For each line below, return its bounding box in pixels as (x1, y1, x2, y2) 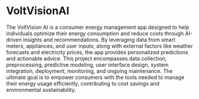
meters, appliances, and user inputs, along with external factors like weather (6, 42, 193, 49)
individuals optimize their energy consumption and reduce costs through (6, 29, 184, 37)
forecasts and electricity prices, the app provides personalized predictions (6, 48, 188, 55)
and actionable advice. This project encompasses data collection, (6, 55, 167, 62)
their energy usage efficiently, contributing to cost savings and (6, 80, 160, 87)
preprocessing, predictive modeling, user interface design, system (6, 61, 169, 68)
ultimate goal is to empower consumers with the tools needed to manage (6, 74, 185, 81)
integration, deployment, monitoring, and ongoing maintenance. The (6, 67, 173, 74)
